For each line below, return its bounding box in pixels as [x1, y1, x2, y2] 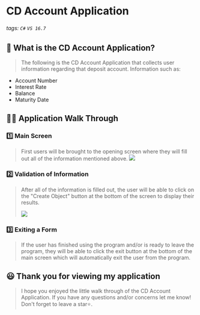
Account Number [14, 77, 58, 84]
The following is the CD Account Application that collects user [20, 59, 175, 66]
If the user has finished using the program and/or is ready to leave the [20, 241, 194, 248]
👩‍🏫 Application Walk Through [6, 113, 119, 124]
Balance [14, 89, 35, 97]
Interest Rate [14, 83, 47, 91]
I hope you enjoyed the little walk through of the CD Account [20, 287, 171, 295]
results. [20, 199, 40, 206]
